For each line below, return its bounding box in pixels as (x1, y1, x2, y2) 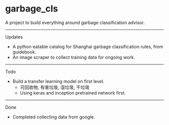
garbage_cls (5, 3, 58, 14)
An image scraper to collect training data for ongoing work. (12, 54, 135, 60)
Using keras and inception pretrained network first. (20, 89, 126, 95)
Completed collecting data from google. (12, 113, 96, 120)
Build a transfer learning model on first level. (12, 78, 105, 84)
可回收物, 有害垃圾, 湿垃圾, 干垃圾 (20, 84, 90, 90)
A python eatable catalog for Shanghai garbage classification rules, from (12, 43, 163, 49)
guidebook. (12, 48, 36, 55)
